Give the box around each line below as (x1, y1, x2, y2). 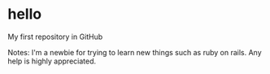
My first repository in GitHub (7, 32, 103, 41)
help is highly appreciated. (7, 56, 97, 66)
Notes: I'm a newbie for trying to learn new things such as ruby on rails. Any (7, 47, 262, 57)
